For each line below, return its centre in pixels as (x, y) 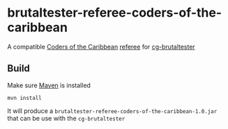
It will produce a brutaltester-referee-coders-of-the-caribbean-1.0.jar (112, 111)
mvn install (24, 98)
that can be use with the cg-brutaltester (66, 118)
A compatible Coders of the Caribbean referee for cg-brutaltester (101, 46)
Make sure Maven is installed (49, 85)
